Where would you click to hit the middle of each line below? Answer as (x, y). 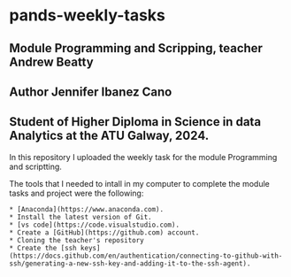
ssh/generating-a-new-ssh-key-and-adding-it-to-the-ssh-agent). (130, 263)
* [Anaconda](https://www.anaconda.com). (87, 209)
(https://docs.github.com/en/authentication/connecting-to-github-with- (146, 256)
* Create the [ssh (43, 248)
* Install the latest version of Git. (80, 217)
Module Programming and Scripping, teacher (136, 48)
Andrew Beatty (52, 62)
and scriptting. (35, 166)
